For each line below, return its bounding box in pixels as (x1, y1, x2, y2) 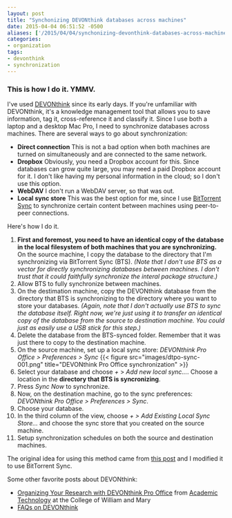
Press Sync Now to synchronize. (17, 382, 110, 390)
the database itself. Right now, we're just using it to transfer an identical (17, 309, 222, 317)
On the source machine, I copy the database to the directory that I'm (17, 250, 212, 258)
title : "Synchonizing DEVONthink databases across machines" (7, 17, 187, 23)
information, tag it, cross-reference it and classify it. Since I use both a (7, 115, 208, 123)
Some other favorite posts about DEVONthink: (7, 474, 138, 483)
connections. (32, 209, 70, 217)
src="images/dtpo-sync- (128, 353, 200, 361)
